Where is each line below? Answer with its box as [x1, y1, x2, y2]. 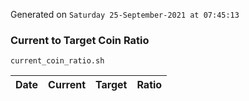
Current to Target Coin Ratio [10, 33, 150, 47]
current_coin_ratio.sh [10, 56, 105, 66]
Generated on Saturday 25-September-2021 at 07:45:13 [10, 9, 240, 20]
